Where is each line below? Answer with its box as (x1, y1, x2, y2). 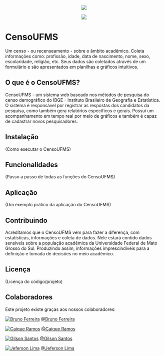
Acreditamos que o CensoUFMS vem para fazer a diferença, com (5, 229, 140, 235)
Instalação (5, 133, 39, 141)
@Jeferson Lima (40, 345, 75, 351)
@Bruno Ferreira (40, 316, 75, 322)
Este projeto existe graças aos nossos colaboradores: (5, 306, 116, 312)
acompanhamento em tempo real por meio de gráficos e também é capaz (5, 113, 157, 119)
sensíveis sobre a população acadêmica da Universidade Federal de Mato (5, 240, 157, 246)
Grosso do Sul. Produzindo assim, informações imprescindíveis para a (5, 245, 150, 251)
